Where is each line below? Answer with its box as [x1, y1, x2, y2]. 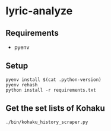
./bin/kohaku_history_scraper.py [5, 119, 88, 125]
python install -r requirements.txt [5, 87, 96, 93]
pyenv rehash [5, 82, 38, 88]
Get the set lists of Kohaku [5, 103, 105, 114]
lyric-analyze [5, 4, 73, 18]
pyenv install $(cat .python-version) [5, 76, 102, 83]
